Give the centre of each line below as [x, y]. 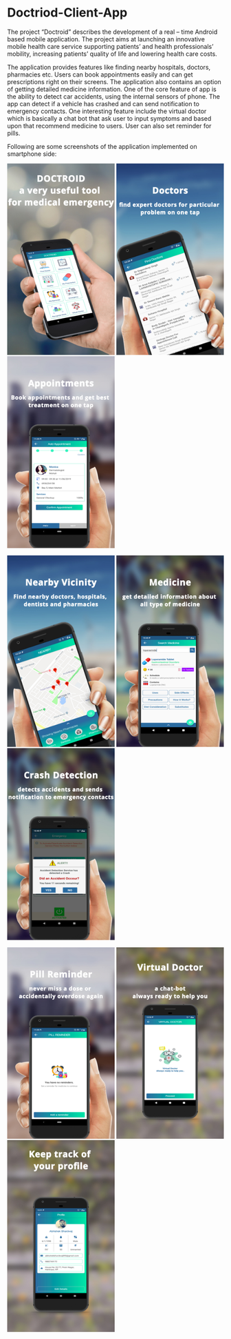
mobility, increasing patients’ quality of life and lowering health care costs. [112, 54]
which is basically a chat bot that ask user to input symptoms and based [109, 118]
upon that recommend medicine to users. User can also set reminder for [109, 126]
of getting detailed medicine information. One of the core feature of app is [112, 89]
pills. [14, 133]
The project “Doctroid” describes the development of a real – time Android [112, 32]
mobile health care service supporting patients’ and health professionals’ [110, 46]
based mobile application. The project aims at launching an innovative [106, 39]
